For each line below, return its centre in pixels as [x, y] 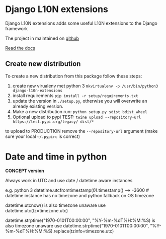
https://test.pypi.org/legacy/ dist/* [53, 122]
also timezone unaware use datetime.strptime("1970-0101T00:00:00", [77, 225]
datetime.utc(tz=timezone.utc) [37, 210]
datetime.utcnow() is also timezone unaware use [56, 205]
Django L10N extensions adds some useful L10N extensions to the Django [81, 23]
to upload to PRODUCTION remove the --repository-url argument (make [81, 131]
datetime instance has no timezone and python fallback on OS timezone [80, 195]
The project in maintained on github [42, 38]
